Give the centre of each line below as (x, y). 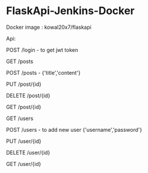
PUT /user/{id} (24, 141)
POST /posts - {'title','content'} (43, 72)
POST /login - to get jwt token (42, 50)
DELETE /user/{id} (28, 152)
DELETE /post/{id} (28, 95)
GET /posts (20, 61)
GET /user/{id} (24, 164)
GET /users (20, 118)
